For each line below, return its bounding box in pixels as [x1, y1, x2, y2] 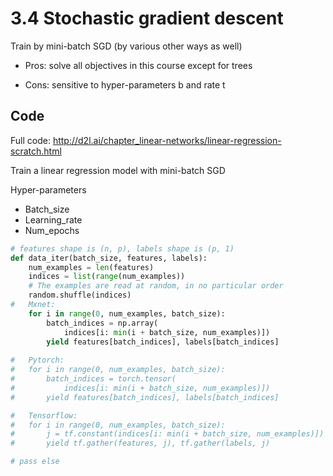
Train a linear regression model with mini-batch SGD [10, 164, 226, 176]
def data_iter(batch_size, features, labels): [10, 253, 208, 263]
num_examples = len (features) [28, 262, 155, 272]
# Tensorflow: [10, 410, 78, 421]
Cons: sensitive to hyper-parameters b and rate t [24, 78, 226, 91]
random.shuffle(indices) [28, 290, 132, 301]
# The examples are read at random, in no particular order [28, 281, 284, 291]
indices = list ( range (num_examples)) [28, 272, 186, 282]
